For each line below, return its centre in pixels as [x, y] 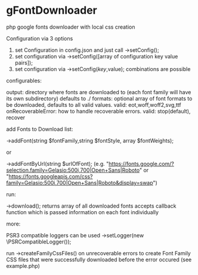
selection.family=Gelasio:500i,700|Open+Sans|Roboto [73, 170]
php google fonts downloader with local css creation [71, 27]
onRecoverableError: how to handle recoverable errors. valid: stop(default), [98, 111]
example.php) [23, 265]
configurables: [24, 81]
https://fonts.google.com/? [141, 163]
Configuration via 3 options [40, 38]
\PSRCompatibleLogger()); [39, 242]
